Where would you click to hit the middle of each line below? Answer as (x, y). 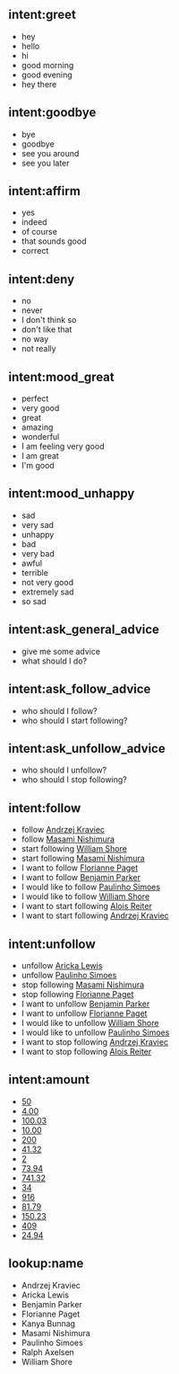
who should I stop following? (74, 780)
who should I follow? (59, 710)
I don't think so (49, 320)
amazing (37, 427)
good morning (47, 65)
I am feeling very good (63, 446)
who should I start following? (74, 720)
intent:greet (43, 15)
